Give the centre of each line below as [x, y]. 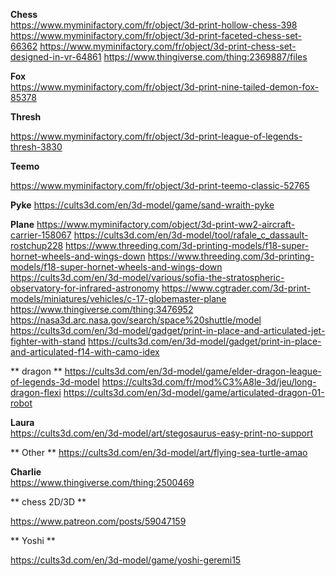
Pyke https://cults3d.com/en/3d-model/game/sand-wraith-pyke [142, 205]
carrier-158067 [41, 235]
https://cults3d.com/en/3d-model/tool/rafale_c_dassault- [191, 235]
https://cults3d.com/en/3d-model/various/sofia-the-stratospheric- [147, 277]
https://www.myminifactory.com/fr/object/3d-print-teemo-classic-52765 [160, 185]
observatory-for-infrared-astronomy [85, 288]
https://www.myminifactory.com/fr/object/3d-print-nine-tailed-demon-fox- [165, 87]
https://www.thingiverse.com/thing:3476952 [102, 309]
